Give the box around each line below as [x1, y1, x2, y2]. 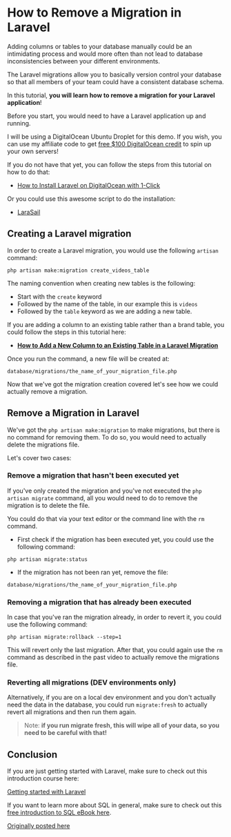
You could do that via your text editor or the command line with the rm [7, 514, 205, 522]
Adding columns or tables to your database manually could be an [7, 42, 192, 50]
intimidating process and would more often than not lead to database [7, 50, 203, 58]
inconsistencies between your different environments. [7, 57, 161, 65]
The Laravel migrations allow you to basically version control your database [7, 70, 222, 79]
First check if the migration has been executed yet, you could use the [17, 535, 214, 543]
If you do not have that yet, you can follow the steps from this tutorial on [7, 160, 212, 168]
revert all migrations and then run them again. [7, 708, 137, 716]
